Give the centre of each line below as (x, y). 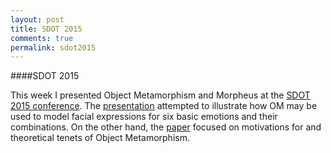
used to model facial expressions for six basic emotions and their (144, 117)
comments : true (42, 38)
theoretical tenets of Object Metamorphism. (100, 138)
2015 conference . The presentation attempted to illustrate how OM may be (164, 106)
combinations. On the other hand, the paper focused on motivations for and (166, 127)
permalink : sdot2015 (53, 47)
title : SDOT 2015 (46, 29)
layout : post (37, 19)
